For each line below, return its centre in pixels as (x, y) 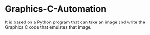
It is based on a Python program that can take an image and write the (75, 22)
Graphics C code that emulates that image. (48, 27)
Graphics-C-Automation (56, 9)
